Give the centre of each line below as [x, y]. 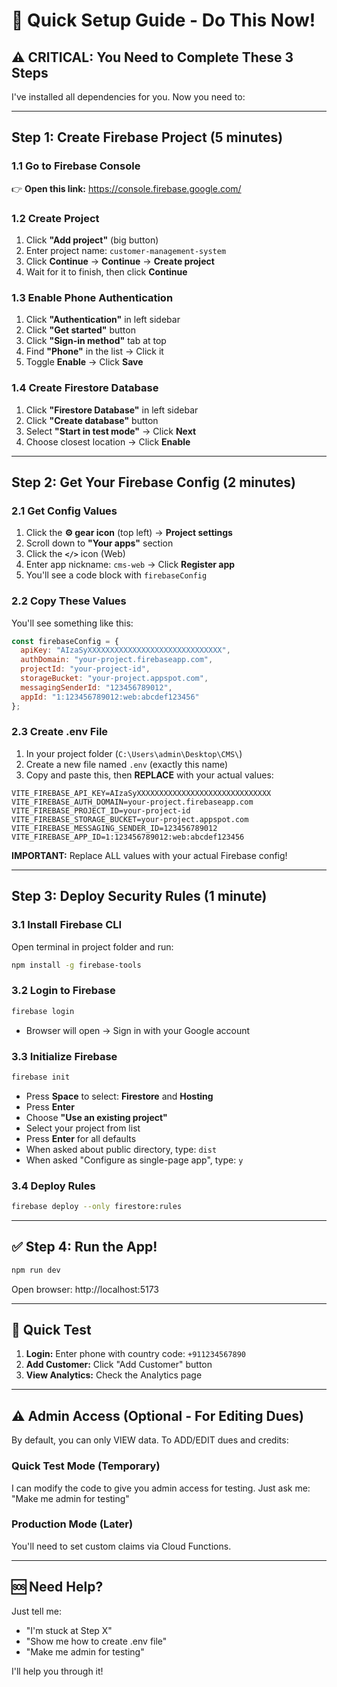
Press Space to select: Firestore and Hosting [119, 1096]
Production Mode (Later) [72, 1524]
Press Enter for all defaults [81, 1138]
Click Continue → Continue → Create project [120, 261]
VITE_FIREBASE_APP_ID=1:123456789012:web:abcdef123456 [128, 837]
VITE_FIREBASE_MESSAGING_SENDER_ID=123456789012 [114, 828]
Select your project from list [83, 1128]
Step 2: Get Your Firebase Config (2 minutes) [153, 482]
